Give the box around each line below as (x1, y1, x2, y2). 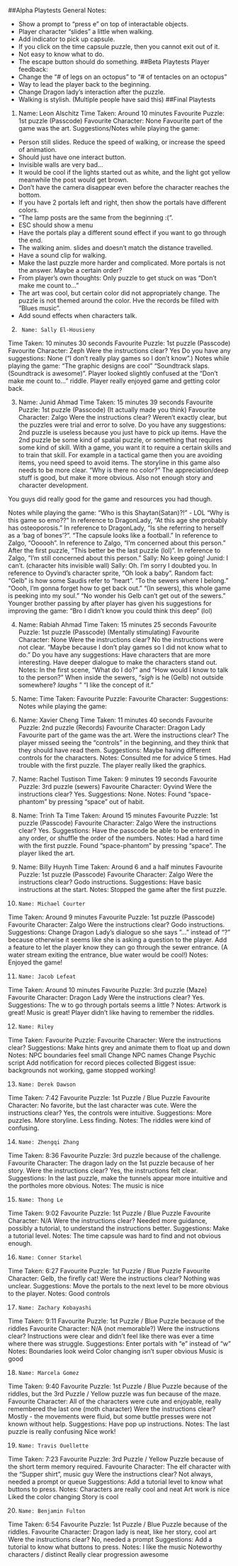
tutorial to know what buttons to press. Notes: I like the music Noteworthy (8, 1543, 222, 1551)
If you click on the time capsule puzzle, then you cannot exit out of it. (18, 43, 220, 50)
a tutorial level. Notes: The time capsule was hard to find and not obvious (8, 1231, 222, 1240)
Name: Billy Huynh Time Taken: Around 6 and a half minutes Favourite (18, 863, 223, 871)
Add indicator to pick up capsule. (18, 35, 115, 43)
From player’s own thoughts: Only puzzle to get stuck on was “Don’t (18, 273, 217, 282)
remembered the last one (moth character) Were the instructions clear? (8, 1405, 216, 1413)
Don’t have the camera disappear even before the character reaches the (18, 183, 229, 191)
